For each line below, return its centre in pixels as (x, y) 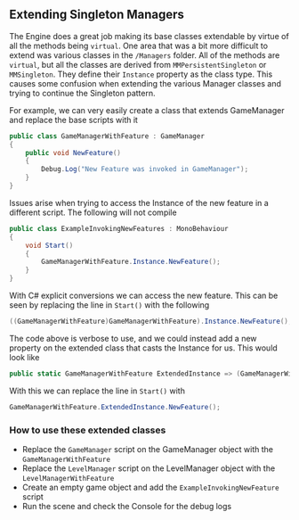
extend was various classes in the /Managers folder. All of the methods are (145, 55)
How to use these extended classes (88, 430)
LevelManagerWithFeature (68, 478)
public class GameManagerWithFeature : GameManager (107, 136)
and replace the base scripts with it (73, 120)
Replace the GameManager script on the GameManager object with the (148, 449)
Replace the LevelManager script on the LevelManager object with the (149, 468)
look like (24, 357)
